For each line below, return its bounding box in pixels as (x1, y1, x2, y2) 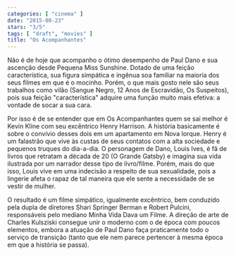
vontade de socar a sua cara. (7, 101, 92, 109)
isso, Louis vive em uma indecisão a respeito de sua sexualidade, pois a (7, 167, 216, 176)
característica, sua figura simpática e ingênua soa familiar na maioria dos (7, 71, 220, 80)
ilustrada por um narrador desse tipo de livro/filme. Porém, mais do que (7, 159, 215, 168)
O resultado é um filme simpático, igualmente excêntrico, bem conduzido (7, 195, 221, 205)
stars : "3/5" (7, 23, 46, 30)
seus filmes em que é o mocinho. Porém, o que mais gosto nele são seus (7, 78, 220, 87)
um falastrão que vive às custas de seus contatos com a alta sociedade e (7, 137, 221, 145)
